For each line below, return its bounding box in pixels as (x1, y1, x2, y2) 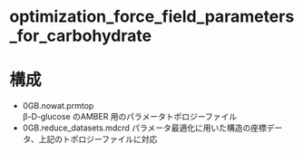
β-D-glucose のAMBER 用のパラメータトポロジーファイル (22, 111, 238, 122)
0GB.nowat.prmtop (22, 100, 94, 111)
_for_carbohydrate (9, 25, 152, 46)
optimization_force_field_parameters (9, 6, 295, 27)
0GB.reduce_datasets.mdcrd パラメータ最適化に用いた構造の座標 (22, 122, 268, 133)
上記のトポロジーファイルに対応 (38, 134, 158, 145)
